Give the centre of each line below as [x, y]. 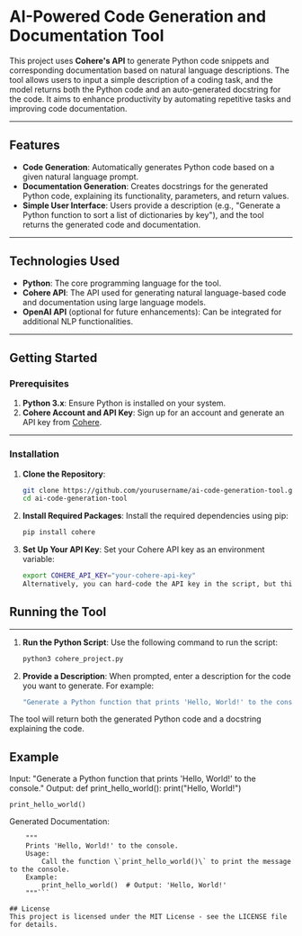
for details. [34, 925]
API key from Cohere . [62, 423]
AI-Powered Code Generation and [138, 17]
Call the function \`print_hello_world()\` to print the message [167, 862]
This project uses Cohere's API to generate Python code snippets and [139, 60]
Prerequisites [39, 383]
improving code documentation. [68, 108]
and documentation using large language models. [114, 302]
